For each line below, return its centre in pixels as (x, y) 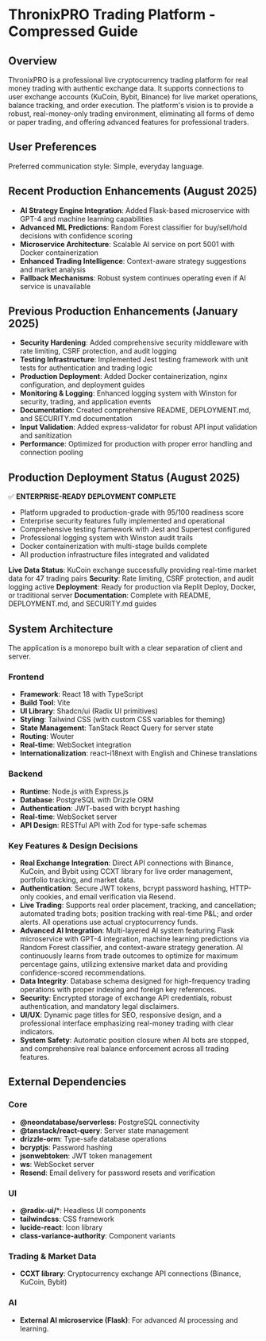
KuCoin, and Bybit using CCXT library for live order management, (126, 871)
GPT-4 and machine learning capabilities (86, 218)
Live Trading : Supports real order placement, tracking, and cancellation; (138, 905)
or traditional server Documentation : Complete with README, (110, 595)
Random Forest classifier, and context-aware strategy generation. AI (131, 947)
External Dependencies (67, 1082)
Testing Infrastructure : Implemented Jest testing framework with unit (134, 360)
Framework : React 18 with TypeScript (81, 694)
